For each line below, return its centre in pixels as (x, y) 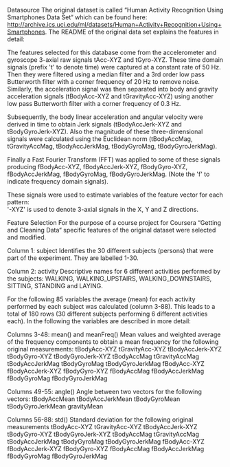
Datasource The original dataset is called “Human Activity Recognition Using (115, 10)
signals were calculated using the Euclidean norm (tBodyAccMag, (100, 139)
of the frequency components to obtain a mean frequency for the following (113, 342)
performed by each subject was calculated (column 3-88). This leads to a (111, 306)
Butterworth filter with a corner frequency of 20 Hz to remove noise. (104, 82)
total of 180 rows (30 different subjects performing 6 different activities (107, 314)
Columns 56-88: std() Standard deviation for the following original (100, 420)
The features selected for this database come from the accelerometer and (112, 52)
